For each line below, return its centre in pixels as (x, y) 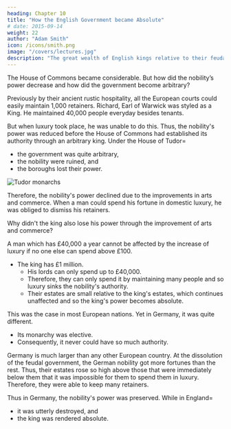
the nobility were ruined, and (57, 161)
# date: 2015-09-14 (35, 26)
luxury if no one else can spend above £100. (70, 251)
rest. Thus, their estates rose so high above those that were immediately (109, 370)
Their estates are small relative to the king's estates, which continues (125, 293)
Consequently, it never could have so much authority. (92, 342)
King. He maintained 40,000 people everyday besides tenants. (96, 113)
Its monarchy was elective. (55, 334)
